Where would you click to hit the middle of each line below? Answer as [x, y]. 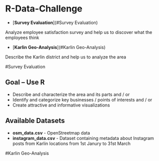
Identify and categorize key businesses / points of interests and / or [82, 99]
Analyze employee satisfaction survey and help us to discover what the [79, 32]
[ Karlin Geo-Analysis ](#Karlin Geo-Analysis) [59, 47]
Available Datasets [35, 121]
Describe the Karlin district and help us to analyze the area [66, 57]
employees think [22, 37]
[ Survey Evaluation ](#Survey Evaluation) [55, 22]
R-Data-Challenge [44, 9]
